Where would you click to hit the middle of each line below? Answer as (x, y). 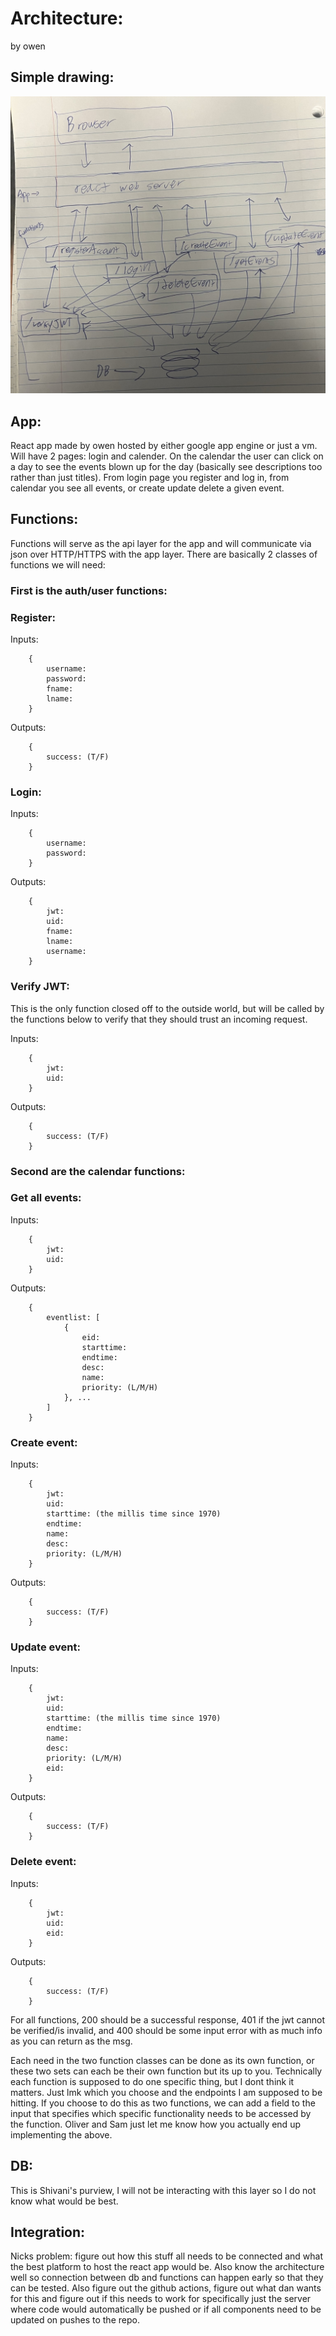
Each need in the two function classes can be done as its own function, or (162, 2060)
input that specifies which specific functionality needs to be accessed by (161, 2113)
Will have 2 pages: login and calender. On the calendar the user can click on (167, 456)
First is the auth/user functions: (89, 590)
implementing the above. (61, 2134)
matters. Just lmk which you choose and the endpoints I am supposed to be (166, 2092)
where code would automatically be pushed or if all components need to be (166, 2309)
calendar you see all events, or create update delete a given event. (147, 488)
